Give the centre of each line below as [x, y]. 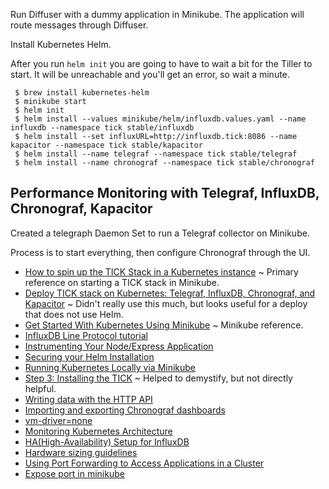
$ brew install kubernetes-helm [82, 93]
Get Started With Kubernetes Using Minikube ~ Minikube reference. [164, 325]
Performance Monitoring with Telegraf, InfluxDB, [165, 193]
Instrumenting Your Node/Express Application [119, 346]
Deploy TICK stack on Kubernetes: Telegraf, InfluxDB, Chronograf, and [170, 293]
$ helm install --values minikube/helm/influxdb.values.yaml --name [160, 119]
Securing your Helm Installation [89, 356]
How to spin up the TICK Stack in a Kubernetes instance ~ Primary [161, 271]
